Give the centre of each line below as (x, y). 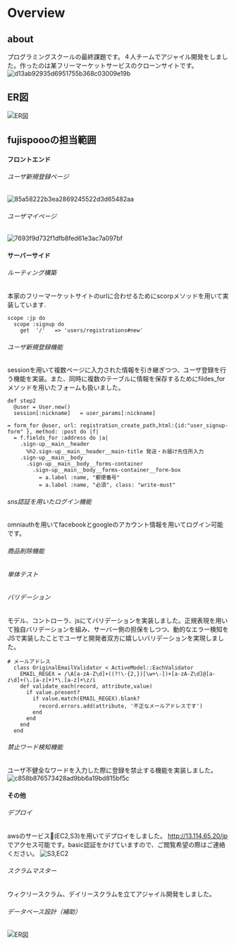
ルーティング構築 (32, 273)
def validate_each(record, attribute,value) (86, 686)
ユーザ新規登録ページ (38, 177)
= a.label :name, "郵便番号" (79, 478)
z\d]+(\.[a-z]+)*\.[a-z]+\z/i (52, 680)
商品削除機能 (26, 551)
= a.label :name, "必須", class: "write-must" (107, 485)
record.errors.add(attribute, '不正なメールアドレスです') (120, 706)
